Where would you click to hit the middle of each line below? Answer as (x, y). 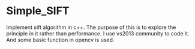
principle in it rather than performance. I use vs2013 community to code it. (98, 33)
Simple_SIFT (38, 11)
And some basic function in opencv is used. (60, 40)
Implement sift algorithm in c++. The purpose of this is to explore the (91, 27)
